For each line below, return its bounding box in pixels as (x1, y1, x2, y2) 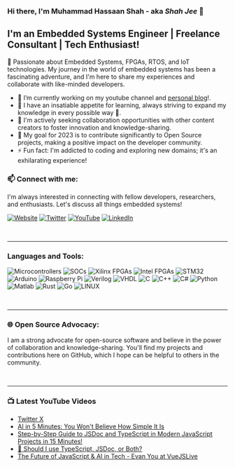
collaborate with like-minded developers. (7, 80, 125, 88)
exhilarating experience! (17, 156, 87, 164)
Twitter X (17, 414, 44, 423)
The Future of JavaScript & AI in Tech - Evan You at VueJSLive (17, 452, 198, 460)
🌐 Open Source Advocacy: (7, 320, 99, 330)
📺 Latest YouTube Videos (7, 396, 97, 406)
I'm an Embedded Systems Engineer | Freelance (7, 28, 220, 40)
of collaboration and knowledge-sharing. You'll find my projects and (7, 343, 204, 351)
